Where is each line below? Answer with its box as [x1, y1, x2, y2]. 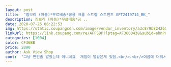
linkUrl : [5, 31, 24, 36]
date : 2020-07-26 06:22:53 [5, 21, 63, 27]
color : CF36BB [5, 40, 36, 45]
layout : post [5, 7, 33, 13]
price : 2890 [5, 45, 31, 50]
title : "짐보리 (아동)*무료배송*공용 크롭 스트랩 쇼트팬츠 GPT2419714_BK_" [5, 12, 151, 17]
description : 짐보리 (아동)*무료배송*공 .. [5, 17, 88, 22]
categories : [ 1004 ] [5, 36, 47, 41]
